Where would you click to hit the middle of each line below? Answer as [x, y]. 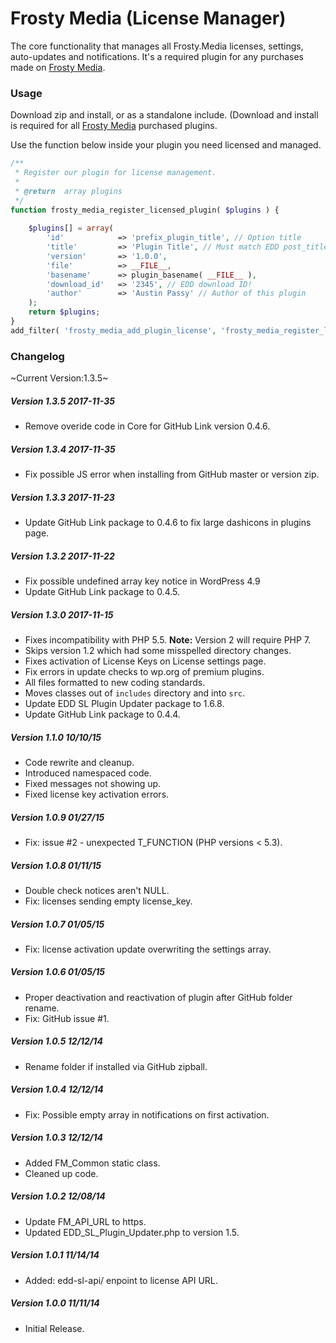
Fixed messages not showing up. [93, 783]
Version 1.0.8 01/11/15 [56, 865]
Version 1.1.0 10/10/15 [56, 737]
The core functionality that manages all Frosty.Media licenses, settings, [157, 46]
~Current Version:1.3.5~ [59, 378]
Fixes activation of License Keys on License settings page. [145, 661]
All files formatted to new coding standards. [115, 682]
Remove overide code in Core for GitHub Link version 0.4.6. [147, 426]
